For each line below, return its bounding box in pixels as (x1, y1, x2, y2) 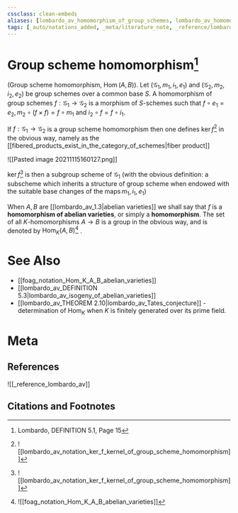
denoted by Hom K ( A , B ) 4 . (7, 225, 83, 236)
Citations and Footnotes (7, 400, 115, 412)
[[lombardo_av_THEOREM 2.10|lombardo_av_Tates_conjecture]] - (17, 299, 207, 307)
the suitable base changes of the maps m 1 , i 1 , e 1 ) (7, 187, 147, 197)
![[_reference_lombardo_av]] (7, 380, 91, 388)
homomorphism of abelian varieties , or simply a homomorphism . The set (7, 210, 225, 219)
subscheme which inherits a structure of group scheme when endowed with (7, 179, 230, 188)
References (7, 361, 59, 373)
